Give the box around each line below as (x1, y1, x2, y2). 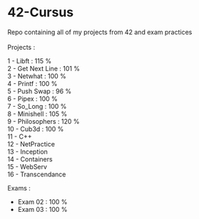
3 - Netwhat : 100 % (7, 72, 66, 80)
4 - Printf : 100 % (7, 79, 58, 87)
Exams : (7, 183, 31, 192)
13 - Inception (7, 147, 49, 156)
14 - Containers (7, 154, 53, 164)
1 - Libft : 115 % (7, 56, 52, 65)
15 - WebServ (7, 162, 48, 171)
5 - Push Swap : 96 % (7, 87, 72, 95)
